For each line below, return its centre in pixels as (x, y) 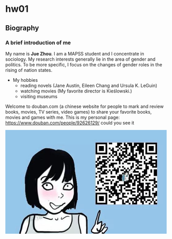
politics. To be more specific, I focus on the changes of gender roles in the (84, 64)
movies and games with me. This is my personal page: (63, 117)
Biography (22, 28)
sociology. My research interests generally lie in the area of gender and (80, 59)
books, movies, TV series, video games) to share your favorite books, (79, 112)
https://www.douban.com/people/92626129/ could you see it (70, 123)
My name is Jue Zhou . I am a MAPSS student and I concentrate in (75, 53)
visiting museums (39, 96)
